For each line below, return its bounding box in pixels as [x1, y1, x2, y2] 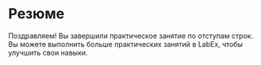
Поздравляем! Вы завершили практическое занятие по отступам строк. [8, 31, 254, 40]
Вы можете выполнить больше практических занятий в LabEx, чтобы [8, 39, 244, 48]
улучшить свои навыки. [8, 48, 89, 57]
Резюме [8, 5, 65, 23]
